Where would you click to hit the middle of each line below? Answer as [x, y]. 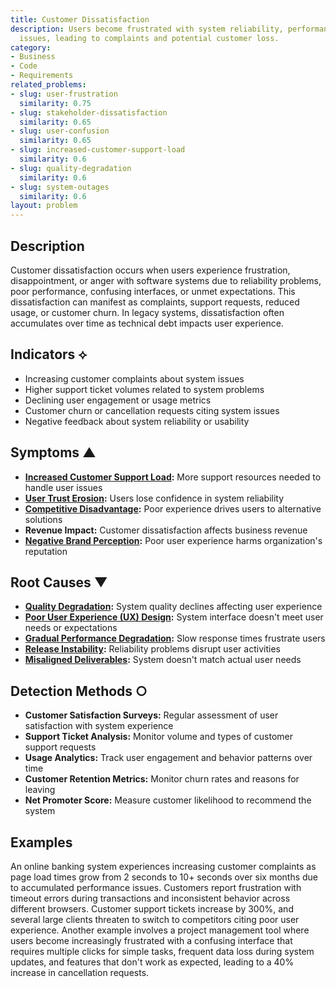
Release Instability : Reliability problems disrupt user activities [152, 649]
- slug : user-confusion [60, 131]
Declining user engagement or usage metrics [118, 400]
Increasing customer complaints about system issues [134, 378]
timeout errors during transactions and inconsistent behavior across [150, 898]
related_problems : [48, 85]
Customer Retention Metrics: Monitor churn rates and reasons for [162, 779]
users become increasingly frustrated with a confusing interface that [151, 940]
